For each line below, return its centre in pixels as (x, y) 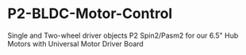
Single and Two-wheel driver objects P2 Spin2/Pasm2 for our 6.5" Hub (123, 35)
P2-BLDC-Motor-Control (90, 14)
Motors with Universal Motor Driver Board (75, 43)
